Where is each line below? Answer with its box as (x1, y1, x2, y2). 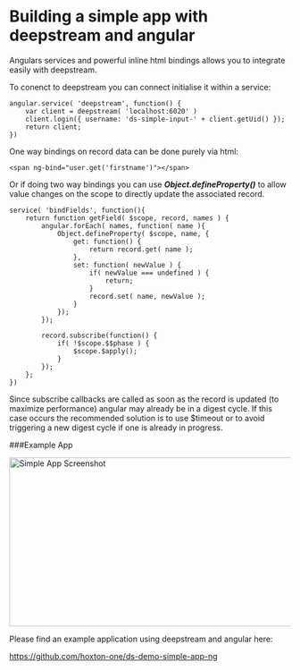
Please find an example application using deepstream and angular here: (9, 633, 273, 644)
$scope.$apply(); (72, 346, 138, 355)
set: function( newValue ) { (72, 260, 181, 269)
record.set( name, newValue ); (88, 292, 205, 301)
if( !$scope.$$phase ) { (56, 338, 150, 348)
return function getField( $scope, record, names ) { (25, 213, 229, 223)
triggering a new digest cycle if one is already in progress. (9, 422, 223, 433)
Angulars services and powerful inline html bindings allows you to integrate (9, 55, 286, 65)
